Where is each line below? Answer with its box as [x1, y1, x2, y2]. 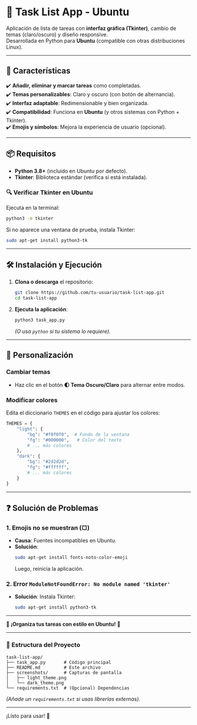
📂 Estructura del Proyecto [6, 641, 80, 649]
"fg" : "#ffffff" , [27, 464, 69, 470]
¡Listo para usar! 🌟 [6, 712, 50, 719]
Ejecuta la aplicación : [14, 306, 68, 313]
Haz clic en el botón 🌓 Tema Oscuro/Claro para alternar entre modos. [14, 381, 185, 388]
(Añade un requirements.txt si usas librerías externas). [6, 695, 141, 702]
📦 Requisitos [6, 149, 56, 159]
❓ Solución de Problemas [6, 503, 98, 513]
